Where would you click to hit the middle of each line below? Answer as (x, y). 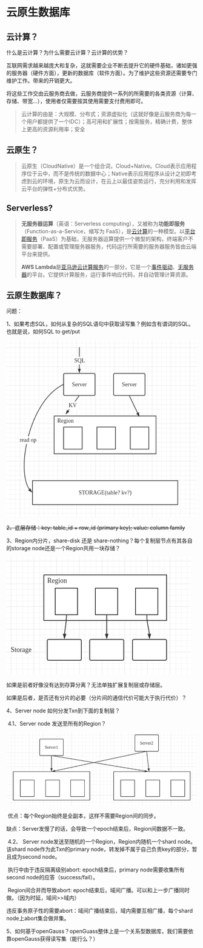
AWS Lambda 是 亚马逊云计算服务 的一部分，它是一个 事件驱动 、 (99, 267)
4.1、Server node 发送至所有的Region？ (57, 724)
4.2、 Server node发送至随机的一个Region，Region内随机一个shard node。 (101, 842)
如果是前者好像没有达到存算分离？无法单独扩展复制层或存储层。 (86, 685)
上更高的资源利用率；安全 (53, 129)
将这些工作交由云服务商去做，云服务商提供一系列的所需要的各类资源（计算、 (102, 94)
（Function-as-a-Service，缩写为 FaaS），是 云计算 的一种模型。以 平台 (108, 231)
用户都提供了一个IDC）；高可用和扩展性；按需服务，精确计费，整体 (109, 121)
